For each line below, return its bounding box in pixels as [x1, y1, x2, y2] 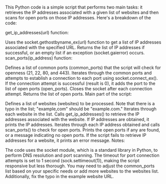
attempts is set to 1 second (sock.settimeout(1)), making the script [5, 158, 140, 163]
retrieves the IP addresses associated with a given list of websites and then [5, 9, 159, 15]
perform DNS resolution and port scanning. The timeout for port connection [5, 152, 160, 158]
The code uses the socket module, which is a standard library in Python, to [5, 147, 158, 153]
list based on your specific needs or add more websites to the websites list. [5, 168, 160, 174]
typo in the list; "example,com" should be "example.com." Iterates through [5, 106, 157, 112]
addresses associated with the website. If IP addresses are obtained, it [5, 117, 150, 122]
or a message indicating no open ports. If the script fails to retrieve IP [5, 132, 147, 138]
